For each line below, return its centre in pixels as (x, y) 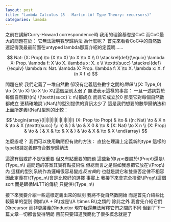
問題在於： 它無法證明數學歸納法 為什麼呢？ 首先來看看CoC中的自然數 (88, 41)
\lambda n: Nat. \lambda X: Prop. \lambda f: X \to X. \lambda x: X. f (95, 68)
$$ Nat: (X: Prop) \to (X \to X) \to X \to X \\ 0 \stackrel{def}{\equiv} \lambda (86, 58)
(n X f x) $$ (86, 74)
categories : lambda (26, 19)
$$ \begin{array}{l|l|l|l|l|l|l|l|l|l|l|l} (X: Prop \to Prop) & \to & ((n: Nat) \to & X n (86, 120)
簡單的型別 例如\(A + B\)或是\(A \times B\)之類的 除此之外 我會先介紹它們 (86, 202)
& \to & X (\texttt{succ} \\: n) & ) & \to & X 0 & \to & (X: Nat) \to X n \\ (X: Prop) (86, 126)
